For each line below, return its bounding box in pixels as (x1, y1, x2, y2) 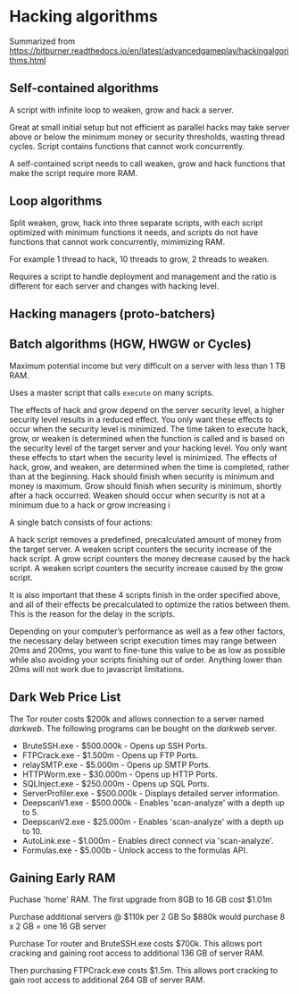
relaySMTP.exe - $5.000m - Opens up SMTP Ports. (21, 759, 212, 770)
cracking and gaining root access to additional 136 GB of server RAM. (9, 948, 265, 958)
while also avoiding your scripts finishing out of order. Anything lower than (9, 654, 283, 665)
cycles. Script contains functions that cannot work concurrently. (9, 140, 245, 151)
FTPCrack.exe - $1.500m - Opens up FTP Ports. (21, 749, 199, 761)
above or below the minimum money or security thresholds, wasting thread (9, 131, 286, 142)
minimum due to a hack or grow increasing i (9, 499, 170, 510)
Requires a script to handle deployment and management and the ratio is (9, 271, 277, 282)
